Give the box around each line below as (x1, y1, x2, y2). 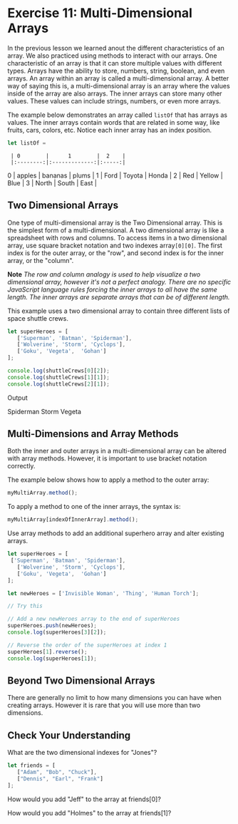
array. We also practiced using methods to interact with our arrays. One (7, 51, 217, 60)
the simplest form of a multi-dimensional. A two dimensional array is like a (7, 226, 224, 235)
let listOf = (7, 139, 46, 147)
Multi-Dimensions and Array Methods (7, 428, 179, 440)
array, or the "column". (7, 256, 74, 264)
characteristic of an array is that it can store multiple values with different (7, 58, 222, 67)
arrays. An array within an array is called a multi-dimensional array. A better (7, 73, 229, 83)
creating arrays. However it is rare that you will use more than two (7, 701, 201, 710)
